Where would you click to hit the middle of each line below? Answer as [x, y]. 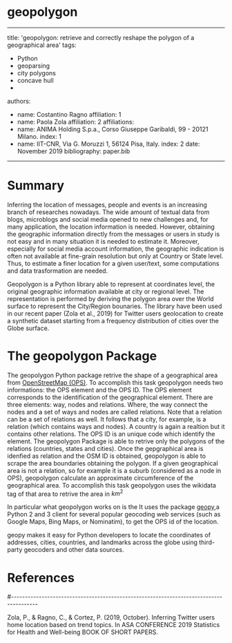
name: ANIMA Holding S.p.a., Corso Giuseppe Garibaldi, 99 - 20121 [113, 129]
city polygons [37, 73]
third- [207, 542]
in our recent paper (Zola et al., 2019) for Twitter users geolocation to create [115, 313]
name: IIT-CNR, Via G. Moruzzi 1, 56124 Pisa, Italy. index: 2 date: [108, 144]
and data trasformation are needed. [58, 271]
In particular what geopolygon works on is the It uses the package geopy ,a [113, 507]
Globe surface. [28, 328]
